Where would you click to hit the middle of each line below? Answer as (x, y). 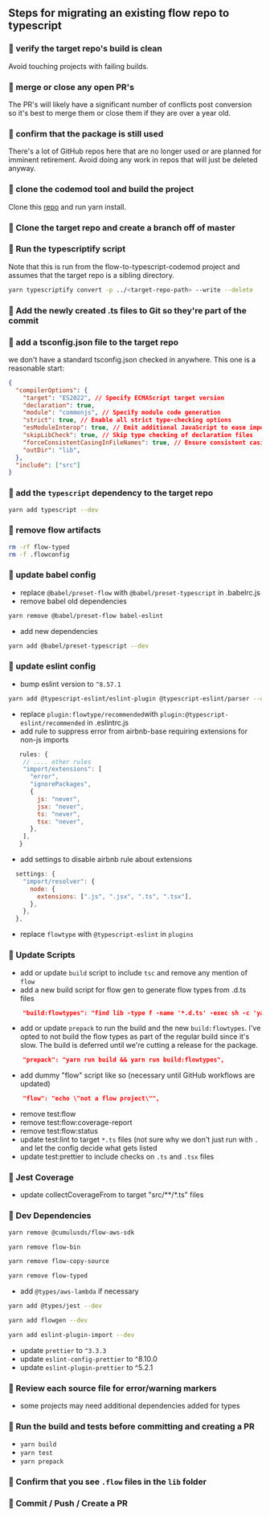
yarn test (37, 1454)
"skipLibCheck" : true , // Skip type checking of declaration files (138, 435)
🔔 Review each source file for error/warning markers (112, 1388)
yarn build (38, 1445)
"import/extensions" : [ (63, 769)
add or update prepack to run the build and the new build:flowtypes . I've (140, 1028)
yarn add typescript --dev (53, 509)
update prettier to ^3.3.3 (63, 1350)
